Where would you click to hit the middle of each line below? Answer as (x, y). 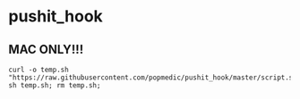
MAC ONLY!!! (46, 49)
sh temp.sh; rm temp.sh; (55, 86)
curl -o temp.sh (39, 70)
